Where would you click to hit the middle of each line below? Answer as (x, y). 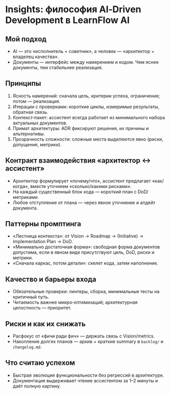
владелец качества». (36, 57)
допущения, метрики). (37, 144)
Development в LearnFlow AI (68, 20)
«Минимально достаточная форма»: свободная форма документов (86, 247)
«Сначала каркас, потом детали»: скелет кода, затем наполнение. (85, 263)
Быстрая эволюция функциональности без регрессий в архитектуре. (88, 375)
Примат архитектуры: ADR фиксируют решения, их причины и (81, 128)
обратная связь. (30, 112)
